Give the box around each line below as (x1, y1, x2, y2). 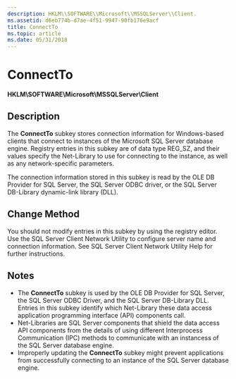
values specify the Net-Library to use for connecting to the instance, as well (7, 151, 228, 160)
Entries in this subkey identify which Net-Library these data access (17, 304, 213, 312)
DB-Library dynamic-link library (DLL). (7, 187, 118, 196)
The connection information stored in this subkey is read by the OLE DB (7, 173, 215, 181)
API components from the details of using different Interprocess (17, 325, 203, 335)
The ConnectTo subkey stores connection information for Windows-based (7, 129, 224, 137)
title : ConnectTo (7, 23, 58, 30)
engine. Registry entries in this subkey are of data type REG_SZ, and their (7, 144, 220, 152)
